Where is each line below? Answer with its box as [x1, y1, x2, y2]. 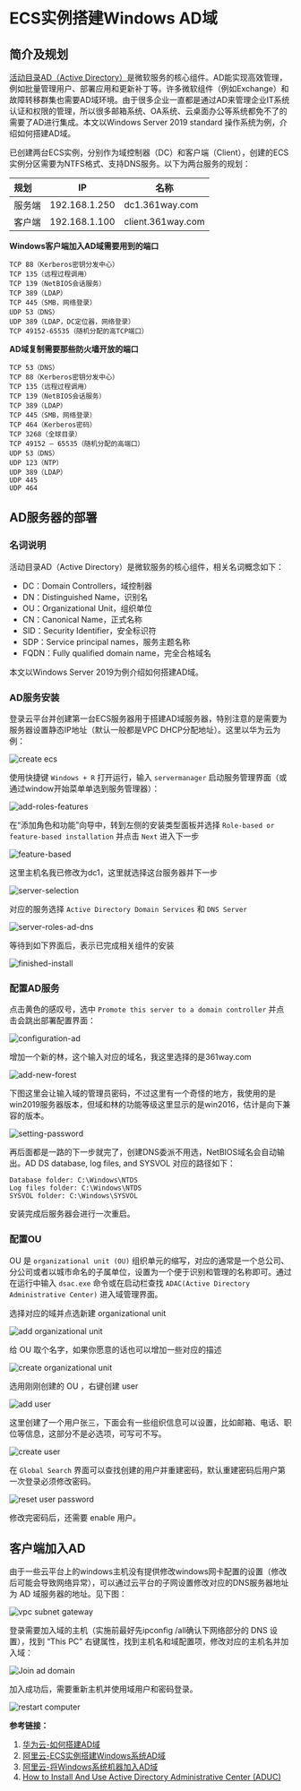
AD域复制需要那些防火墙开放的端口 [9, 344, 139, 354]
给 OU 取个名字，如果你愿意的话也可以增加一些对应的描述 [9, 1344, 222, 1355]
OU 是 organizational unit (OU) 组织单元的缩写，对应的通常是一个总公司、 [9, 1255, 289, 1266]
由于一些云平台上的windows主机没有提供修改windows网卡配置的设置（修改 [9, 1566, 288, 1577]
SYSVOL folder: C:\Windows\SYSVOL [9, 1192, 139, 1201]
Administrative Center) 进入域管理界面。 [9, 1288, 163, 1299]
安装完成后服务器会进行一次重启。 [9, 1209, 135, 1219]
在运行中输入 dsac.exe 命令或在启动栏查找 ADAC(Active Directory [9, 1278, 251, 1288]
